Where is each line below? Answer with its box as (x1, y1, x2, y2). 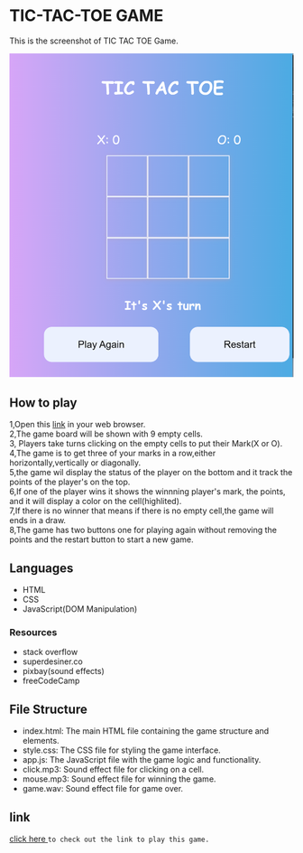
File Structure (9, 701, 87, 717)
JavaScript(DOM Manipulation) (22, 604, 138, 614)
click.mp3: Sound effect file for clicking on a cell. (22, 764, 205, 775)
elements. (22, 736, 60, 746)
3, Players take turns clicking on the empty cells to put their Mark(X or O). (9, 438, 283, 449)
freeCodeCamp (22, 675, 80, 687)
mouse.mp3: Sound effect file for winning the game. (22, 773, 216, 784)
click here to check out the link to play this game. (9, 833, 210, 844)
